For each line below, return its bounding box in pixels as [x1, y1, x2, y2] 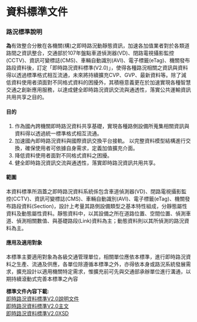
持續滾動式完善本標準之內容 [11, 276, 78, 283]
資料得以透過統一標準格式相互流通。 [14, 130, 103, 137]
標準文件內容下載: [6, 288, 49, 295]
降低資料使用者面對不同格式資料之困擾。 [14, 152, 113, 159]
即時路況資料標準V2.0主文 [6, 303, 69, 310]
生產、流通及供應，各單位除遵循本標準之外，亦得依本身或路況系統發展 [16, 261, 186, 268]
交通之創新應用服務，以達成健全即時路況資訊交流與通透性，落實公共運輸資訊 [6, 86, 191, 93]
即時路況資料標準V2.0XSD [6, 310, 69, 317]
